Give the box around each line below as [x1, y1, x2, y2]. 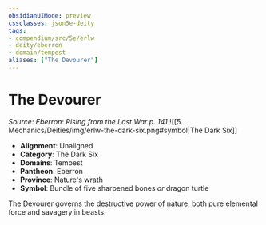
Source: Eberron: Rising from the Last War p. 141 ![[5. [8, 116, 183, 126]
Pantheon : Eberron [19, 166, 84, 176]
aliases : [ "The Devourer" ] [8, 57, 98, 65]
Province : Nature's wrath [19, 175, 104, 184]
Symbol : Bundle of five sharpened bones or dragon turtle [19, 183, 209, 192]
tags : [8, 26, 26, 34]
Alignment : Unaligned [19, 140, 93, 150]
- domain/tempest [8, 49, 66, 57]
